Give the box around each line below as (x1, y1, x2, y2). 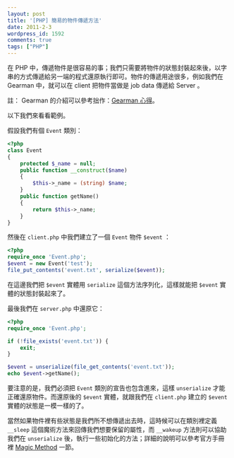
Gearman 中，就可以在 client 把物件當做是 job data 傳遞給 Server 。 (7, 81, 204, 89)
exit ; (20, 344, 37, 351)
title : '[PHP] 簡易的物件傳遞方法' (7, 17, 102, 24)
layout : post (7, 10, 46, 18)
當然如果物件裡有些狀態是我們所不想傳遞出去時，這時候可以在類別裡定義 (7, 416, 217, 425)
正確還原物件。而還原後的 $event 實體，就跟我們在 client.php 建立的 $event (7, 393, 228, 401)
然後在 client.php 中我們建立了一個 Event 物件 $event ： (7, 233, 171, 241)
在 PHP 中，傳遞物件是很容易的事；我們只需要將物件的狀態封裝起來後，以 (7, 64, 221, 71)
